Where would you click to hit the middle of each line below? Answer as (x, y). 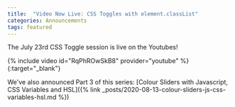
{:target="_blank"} (34, 69)
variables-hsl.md (32, 97)
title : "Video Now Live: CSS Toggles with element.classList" (103, 14)
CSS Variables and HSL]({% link (54, 90)
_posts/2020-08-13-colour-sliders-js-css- (164, 90)
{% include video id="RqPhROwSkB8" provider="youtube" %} (98, 61)
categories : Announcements (47, 21)
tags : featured (30, 27)
